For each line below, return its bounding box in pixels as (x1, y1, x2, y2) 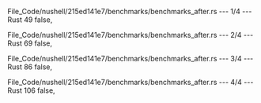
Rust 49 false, (7, 15, 53, 24)
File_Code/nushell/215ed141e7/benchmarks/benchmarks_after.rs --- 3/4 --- (7, 54, 254, 63)
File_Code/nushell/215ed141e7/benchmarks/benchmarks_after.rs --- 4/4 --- (7, 78, 254, 86)
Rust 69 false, (7, 39, 53, 48)
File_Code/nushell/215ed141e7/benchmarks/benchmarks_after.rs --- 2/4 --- (7, 31, 254, 39)
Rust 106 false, (7, 86, 56, 95)
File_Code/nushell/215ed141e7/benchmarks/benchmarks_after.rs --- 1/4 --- (7, 7, 252, 16)
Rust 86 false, (7, 62, 53, 72)
